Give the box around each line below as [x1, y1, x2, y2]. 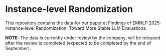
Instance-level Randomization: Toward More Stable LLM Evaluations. [5, 25, 147, 31]
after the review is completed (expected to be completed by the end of [5, 40, 151, 46]
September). [5, 45, 31, 51]
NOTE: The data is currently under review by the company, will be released [5, 35, 160, 41]
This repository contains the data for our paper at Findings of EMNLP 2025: [5, 20, 161, 26]
